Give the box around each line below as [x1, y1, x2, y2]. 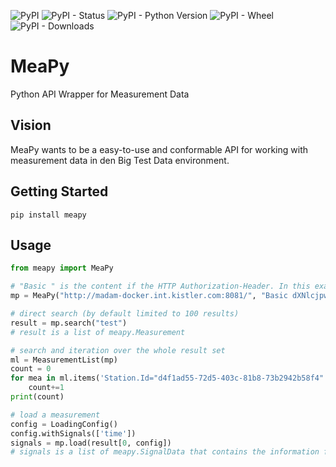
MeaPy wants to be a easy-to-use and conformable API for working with [10, 143, 308, 155]
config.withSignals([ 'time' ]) [10, 428, 137, 439]
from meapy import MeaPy [10, 263, 114, 274]
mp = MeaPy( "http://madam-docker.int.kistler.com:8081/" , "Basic [10, 291, 288, 301]
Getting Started [10, 183, 109, 200]
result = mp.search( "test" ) [10, 318, 128, 328]
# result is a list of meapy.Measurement [10, 327, 186, 337]
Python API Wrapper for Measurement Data [10, 88, 190, 100]
